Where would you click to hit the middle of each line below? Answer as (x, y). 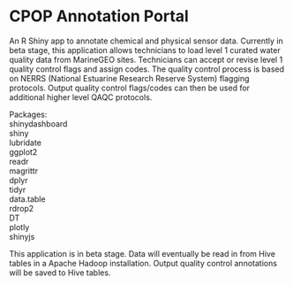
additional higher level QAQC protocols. (81, 97)
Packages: (28, 114)
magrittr (23, 171)
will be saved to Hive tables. (60, 273)
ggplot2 (23, 151)
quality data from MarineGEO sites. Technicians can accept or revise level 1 (146, 59)
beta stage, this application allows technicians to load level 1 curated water (145, 50)
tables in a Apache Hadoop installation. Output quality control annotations (143, 263)
